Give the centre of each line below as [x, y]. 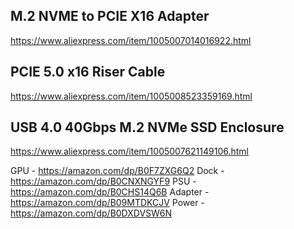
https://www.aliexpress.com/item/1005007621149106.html [129, 151]
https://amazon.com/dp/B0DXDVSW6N [91, 213]
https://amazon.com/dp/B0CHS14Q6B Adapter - [110, 192]
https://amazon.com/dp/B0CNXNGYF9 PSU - [103, 181]
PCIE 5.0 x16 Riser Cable [88, 72]
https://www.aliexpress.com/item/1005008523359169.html [131, 96]
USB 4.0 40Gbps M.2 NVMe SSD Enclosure [147, 127]
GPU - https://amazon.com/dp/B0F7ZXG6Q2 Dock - [117, 171]
